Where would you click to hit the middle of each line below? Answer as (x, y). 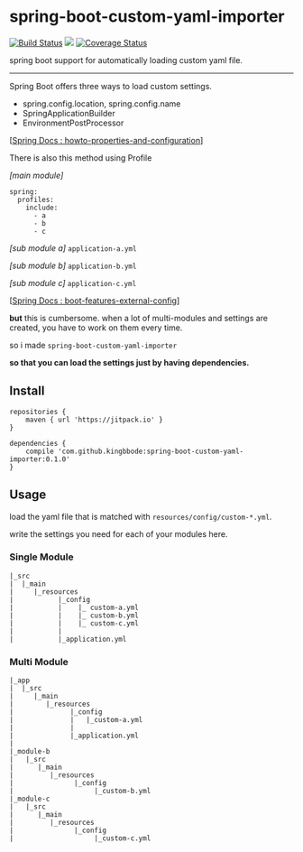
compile (40, 451)
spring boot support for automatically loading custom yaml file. (126, 60)
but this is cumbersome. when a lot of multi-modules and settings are (139, 318)
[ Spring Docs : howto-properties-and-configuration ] (106, 140)
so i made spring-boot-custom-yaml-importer (93, 345)
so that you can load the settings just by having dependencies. (129, 362)
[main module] (37, 175)
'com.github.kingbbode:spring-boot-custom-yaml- (151, 451)
